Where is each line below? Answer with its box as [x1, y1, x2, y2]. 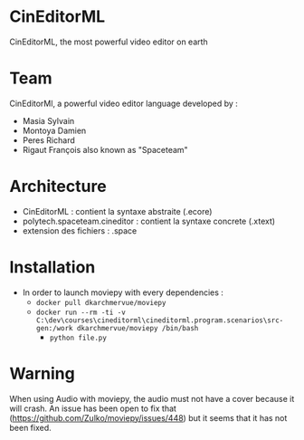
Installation [9, 257, 96, 277]
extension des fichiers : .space [22, 225, 138, 236]
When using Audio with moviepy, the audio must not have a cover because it [9, 393, 295, 404]
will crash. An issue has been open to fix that [9, 403, 176, 414]
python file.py [49, 333, 107, 342]
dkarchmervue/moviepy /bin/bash [76, 323, 199, 332]
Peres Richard [22, 134, 75, 146]
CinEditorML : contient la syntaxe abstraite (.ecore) [22, 206, 213, 216]
